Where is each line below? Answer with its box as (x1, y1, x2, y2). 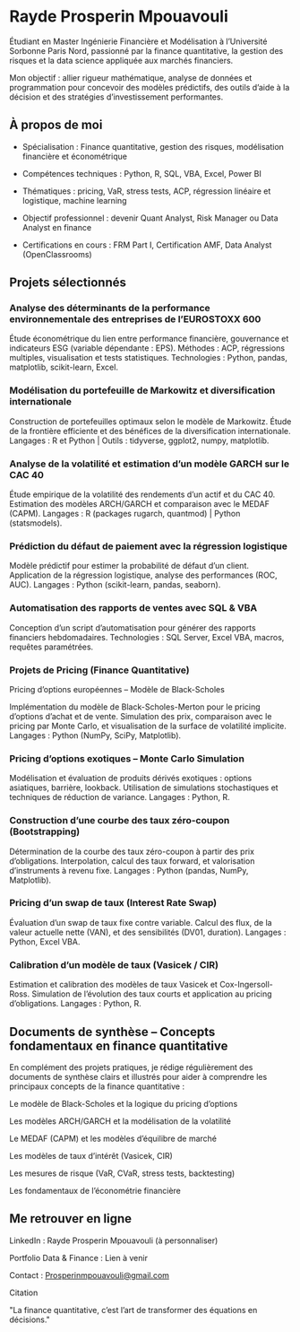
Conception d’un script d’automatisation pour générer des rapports (9, 622, 257, 633)
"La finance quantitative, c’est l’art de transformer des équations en (9, 1304, 258, 1315)
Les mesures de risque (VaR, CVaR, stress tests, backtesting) (9, 1168, 236, 1179)
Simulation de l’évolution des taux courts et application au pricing (30, 988, 272, 999)
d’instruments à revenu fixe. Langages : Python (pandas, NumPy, (9, 865, 249, 875)
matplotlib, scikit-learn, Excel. (9, 361, 119, 373)
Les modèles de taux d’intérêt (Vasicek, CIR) (9, 1150, 173, 1161)
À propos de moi (9, 118, 103, 133)
